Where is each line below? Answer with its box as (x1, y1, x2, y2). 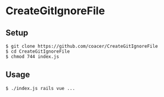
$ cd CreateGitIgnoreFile (5, 48, 70, 54)
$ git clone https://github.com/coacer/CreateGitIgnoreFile (5, 43, 159, 49)
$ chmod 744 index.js (5, 54, 60, 60)
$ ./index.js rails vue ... (5, 85, 76, 91)
